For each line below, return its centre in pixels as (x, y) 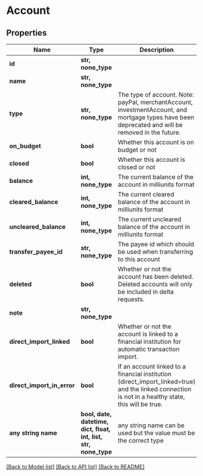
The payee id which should (156, 244)
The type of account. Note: (156, 95)
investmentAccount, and (152, 110)
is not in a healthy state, (151, 397)
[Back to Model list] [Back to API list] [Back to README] (76, 467)
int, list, (92, 437)
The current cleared (146, 194)
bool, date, (96, 414)
